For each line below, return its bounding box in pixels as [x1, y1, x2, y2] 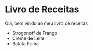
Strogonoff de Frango [12, 30, 58, 36]
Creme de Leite [12, 35, 45, 41]
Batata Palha [12, 40, 39, 46]
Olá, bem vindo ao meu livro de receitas [5, 20, 88, 26]
